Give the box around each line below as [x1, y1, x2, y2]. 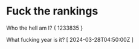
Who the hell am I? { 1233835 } [6, 24, 83, 31]
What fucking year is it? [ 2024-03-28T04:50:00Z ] [6, 36, 134, 43]
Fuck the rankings [6, 4, 99, 18]
